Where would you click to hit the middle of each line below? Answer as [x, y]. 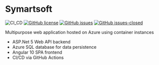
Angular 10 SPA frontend [37, 52]
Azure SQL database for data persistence [54, 47]
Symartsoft [29, 9]
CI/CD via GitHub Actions [38, 57]
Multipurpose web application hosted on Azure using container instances [79, 32]
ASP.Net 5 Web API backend [41, 42]
